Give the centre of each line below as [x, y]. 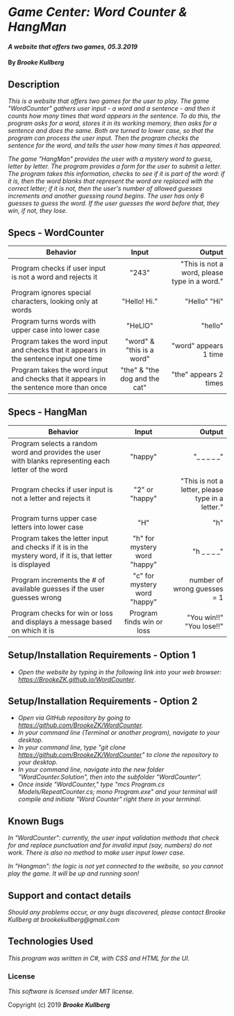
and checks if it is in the [50, 547]
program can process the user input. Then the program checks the [104, 138]
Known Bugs [36, 821]
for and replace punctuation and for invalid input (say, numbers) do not [110, 846]
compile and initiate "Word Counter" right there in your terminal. [110, 799]
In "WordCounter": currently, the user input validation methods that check [114, 838]
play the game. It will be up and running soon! [74, 873]
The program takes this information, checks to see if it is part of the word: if [116, 174]
